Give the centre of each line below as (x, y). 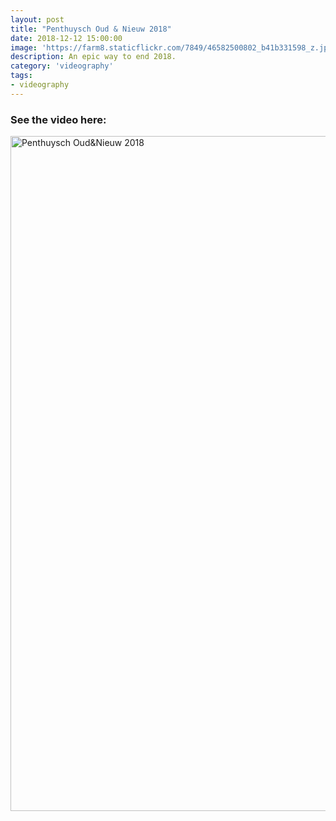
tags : (21, 76)
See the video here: (58, 119)
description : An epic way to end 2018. (93, 57)
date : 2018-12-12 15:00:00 (66, 38)
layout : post (37, 19)
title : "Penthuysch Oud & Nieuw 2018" (91, 29)
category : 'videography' (62, 66)
